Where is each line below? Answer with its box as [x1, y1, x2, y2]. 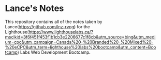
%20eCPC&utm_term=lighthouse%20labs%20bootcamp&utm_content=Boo [5, 44, 156, 50]
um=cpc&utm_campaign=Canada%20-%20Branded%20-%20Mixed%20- [5, 39, 154, 45]
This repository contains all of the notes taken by [5, 19, 102, 24]
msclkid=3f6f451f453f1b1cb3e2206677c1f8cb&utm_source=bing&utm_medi [5, 34, 156, 40]
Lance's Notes [5, 3, 64, 14]
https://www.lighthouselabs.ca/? [29, 29, 93, 35]
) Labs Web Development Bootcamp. [17, 49, 91, 55]
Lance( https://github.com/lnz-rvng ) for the [5, 24, 90, 29]
